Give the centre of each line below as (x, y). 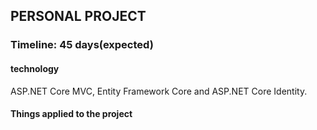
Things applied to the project (71, 114)
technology (35, 68)
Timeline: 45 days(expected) (82, 45)
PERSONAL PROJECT (78, 16)
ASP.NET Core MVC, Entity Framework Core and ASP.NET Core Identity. (159, 91)
